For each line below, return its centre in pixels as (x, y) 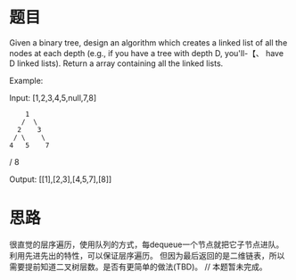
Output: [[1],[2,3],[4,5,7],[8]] (61, 179)
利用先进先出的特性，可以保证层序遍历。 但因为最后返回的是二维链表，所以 (147, 255)
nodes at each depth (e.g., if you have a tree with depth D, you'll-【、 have (146, 53)
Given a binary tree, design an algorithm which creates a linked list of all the (148, 42)
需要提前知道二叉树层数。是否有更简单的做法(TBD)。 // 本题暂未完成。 (138, 267)
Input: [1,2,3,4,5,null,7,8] (53, 97)
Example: (26, 80)
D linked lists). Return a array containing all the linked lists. (116, 63)
